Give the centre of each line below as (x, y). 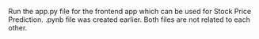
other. (18, 28)
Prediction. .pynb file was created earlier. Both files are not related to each (129, 19)
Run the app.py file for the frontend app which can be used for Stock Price (130, 11)
